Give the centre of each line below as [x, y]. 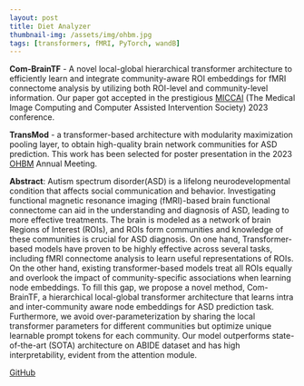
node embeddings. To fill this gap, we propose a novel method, [127, 288]
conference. [32, 117]
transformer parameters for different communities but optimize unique [141, 326]
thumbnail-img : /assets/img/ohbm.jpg [81, 35]
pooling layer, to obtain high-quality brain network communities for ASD [143, 144]
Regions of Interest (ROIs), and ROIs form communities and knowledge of [147, 230]
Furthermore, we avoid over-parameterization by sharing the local [132, 317]
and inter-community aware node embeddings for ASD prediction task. [142, 307]
